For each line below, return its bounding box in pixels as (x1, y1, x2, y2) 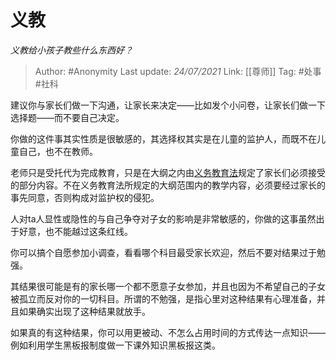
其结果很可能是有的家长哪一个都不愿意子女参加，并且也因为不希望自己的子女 (10, 280, 326, 292)
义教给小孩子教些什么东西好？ (10, 44, 133, 56)
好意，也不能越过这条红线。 (18, 225, 133, 237)
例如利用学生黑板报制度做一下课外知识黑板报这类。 (10, 339, 221, 351)
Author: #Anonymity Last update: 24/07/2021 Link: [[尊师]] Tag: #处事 (34, 65, 322, 77)
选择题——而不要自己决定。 (10, 111, 125, 123)
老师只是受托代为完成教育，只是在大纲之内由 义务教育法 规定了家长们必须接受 (10, 166, 326, 178)
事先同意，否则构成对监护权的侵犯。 (10, 191, 160, 203)
